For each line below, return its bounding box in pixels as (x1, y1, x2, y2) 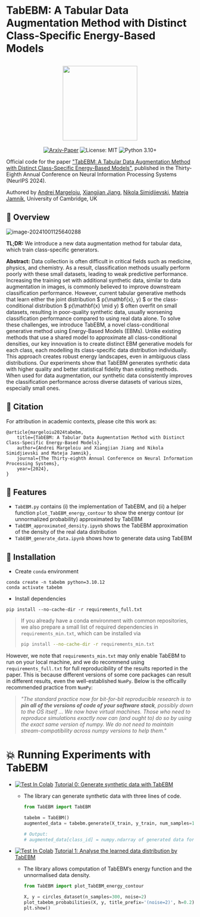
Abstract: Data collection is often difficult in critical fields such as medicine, (6, 257, 192, 264)
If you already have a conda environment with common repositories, (20, 617, 188, 624)
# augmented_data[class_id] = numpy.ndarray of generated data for (23, 836, 195, 842)
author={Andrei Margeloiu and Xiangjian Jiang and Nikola (17, 445, 164, 451)
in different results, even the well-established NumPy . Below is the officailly (6, 678, 186, 685)
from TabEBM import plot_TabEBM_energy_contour (23, 883, 144, 890)
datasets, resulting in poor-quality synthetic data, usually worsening (6, 308, 173, 315)
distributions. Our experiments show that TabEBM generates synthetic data (6, 359, 190, 366)
